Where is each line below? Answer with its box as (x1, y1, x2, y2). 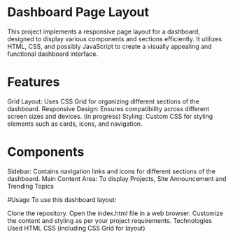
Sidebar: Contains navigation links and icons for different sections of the (7, 167, 216, 175)
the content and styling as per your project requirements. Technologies (7, 216, 212, 224)
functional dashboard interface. (7, 50, 98, 58)
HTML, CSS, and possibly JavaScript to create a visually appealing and (7, 42, 212, 50)
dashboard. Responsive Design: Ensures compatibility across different (7, 104, 210, 113)
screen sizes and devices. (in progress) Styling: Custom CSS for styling (7, 112, 213, 120)
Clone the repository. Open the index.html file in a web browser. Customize (7, 209, 224, 217)
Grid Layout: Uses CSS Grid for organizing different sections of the (7, 97, 199, 106)
